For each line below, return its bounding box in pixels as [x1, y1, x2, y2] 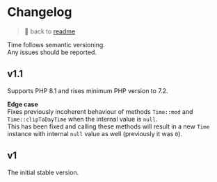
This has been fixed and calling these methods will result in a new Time [7, 122, 210, 131]
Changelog [7, 4, 72, 20]
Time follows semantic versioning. [7, 40, 106, 49]
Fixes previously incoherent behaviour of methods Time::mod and [7, 107, 193, 115]
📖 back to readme [24, 27, 76, 35]
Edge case [7, 100, 38, 108]
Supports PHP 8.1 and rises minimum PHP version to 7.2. [7, 86, 168, 94]
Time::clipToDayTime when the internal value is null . [7, 115, 158, 123]
